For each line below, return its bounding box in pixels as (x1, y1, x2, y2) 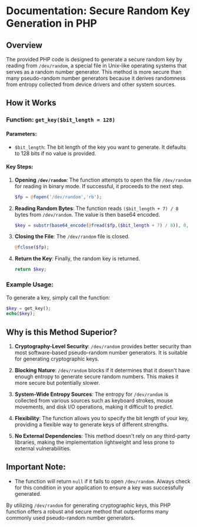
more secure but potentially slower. (14, 379, 100, 387)
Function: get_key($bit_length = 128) (6, 116, 116, 124)
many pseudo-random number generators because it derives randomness (6, 75, 186, 81)
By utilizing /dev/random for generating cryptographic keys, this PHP (6, 502, 171, 509)
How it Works (6, 98, 56, 108)
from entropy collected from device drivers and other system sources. (6, 81, 176, 88)
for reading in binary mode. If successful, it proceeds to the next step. (14, 182, 184, 189)
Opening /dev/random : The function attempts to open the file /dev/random (14, 176, 192, 184)
